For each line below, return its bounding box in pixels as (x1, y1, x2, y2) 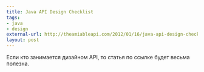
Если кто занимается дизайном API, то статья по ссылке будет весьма (6, 54, 190, 61)
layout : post (6, 37, 39, 43)
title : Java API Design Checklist (6, 8, 94, 15)
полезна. (6, 60, 29, 67)
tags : (6, 15, 20, 21)
